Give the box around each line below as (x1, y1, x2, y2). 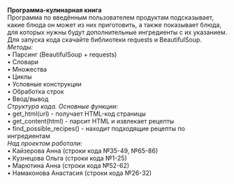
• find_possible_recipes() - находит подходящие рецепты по (7, 125, 185, 132)
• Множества (7, 66, 47, 73)
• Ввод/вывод (7, 95, 49, 103)
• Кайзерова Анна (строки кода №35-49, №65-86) (7, 146, 159, 155)
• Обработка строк (7, 87, 64, 95)
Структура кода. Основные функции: (7, 102, 119, 110)
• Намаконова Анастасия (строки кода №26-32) (7, 169, 152, 177)
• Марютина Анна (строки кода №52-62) (7, 162, 130, 169)
